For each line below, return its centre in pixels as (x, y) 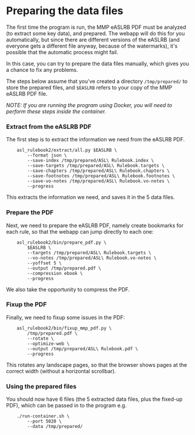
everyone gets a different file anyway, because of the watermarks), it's (92, 46)
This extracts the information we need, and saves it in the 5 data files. (90, 197)
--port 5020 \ (44, 421)
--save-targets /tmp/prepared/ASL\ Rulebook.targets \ (96, 166)
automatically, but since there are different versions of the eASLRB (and (93, 39)
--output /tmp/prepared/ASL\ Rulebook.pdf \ (83, 348)
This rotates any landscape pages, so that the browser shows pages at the (97, 365)
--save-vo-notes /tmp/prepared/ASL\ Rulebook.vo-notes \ (98, 181)
